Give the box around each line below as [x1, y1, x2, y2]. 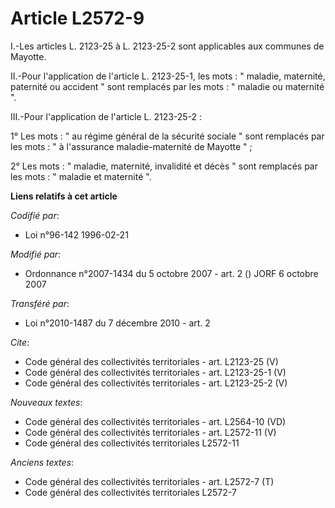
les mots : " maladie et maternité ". [10, 170, 152, 182]
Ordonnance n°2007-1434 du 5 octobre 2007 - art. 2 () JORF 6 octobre [24, 267, 319, 279]
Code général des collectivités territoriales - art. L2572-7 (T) [24, 475, 275, 487]
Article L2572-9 [10, 7, 145, 30]
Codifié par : [10, 209, 60, 221]
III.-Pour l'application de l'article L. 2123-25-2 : [10, 110, 203, 122]
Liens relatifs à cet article [10, 190, 118, 202]
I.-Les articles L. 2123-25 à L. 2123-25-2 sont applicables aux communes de [10, 40, 325, 52]
